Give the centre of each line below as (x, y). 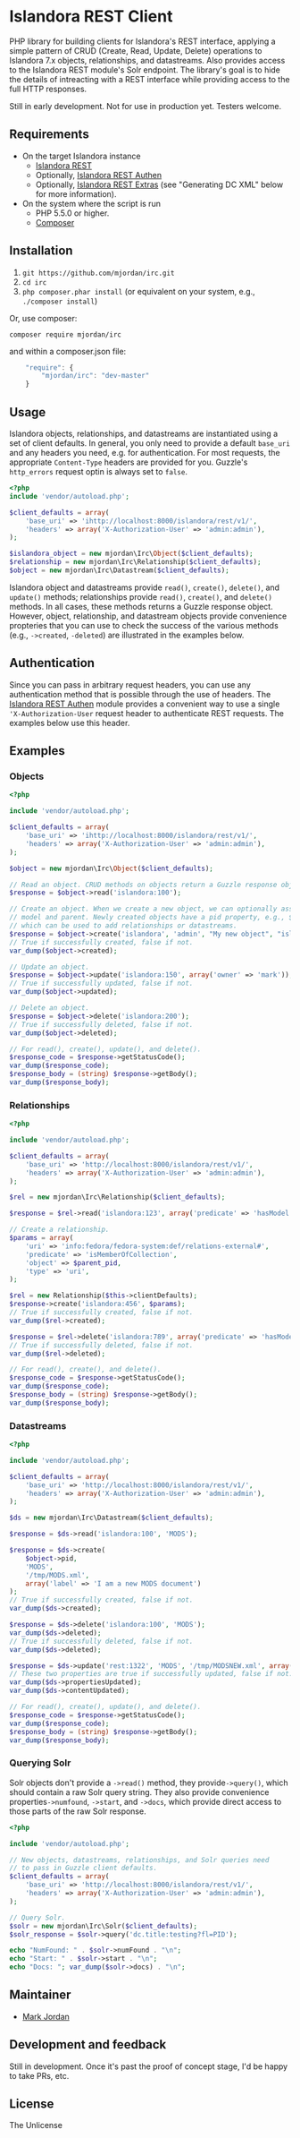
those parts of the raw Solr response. (78, 1811)
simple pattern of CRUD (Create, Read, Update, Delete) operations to (136, 50)
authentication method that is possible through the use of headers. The (140, 694)
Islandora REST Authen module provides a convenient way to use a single (145, 704)
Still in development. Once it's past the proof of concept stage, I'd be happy (149, 2066)
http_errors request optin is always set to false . (98, 471)
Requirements (49, 135)
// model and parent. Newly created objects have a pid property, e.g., (147, 918)
